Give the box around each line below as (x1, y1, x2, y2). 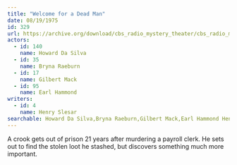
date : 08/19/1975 (7, 17, 59, 24)
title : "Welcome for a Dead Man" (7, 10, 106, 18)
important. (7, 149, 37, 158)
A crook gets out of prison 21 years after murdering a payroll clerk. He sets (7, 135, 224, 143)
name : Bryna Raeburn (20, 63, 80, 70)
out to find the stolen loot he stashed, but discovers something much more (7, 142, 224, 150)
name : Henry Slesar (20, 109, 78, 116)
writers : (7, 96, 33, 103)
